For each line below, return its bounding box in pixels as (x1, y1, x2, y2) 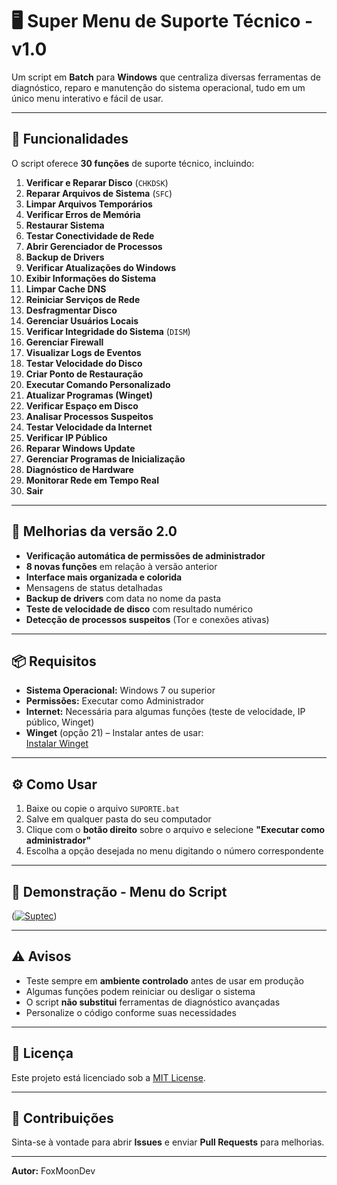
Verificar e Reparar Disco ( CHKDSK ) (25, 176, 169, 188)
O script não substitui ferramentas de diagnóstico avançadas (25, 996, 281, 1008)
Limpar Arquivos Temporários (25, 198, 153, 210)
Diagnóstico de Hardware (25, 463, 134, 475)
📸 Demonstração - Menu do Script (11, 883, 228, 900)
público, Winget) (25, 716, 95, 728)
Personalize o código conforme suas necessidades (25, 1006, 237, 1018)
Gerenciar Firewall (25, 336, 104, 348)
